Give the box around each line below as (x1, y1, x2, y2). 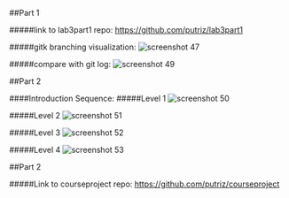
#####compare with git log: (9, 59, 112, 69)
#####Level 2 (9, 110, 60, 120)
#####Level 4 (9, 145, 61, 155)
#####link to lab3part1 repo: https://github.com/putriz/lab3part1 (9, 25, 244, 34)
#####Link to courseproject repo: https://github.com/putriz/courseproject (9, 179, 280, 189)
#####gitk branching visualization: (9, 42, 137, 52)
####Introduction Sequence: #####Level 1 (9, 93, 167, 103)
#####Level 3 (9, 127, 60, 138)
